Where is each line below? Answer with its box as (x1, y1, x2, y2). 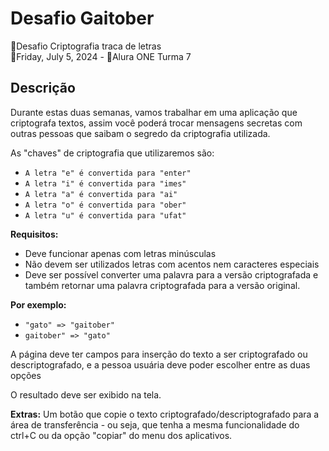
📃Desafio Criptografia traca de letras (10, 40, 162, 52)
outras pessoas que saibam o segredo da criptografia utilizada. (10, 127, 271, 139)
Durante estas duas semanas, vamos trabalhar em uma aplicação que (10, 106, 298, 118)
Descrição (10, 80, 76, 97)
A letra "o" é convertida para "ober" (24, 200, 187, 210)
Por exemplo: (10, 298, 67, 311)
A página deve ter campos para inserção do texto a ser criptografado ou (10, 348, 308, 360)
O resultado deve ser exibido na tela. (10, 388, 162, 401)
